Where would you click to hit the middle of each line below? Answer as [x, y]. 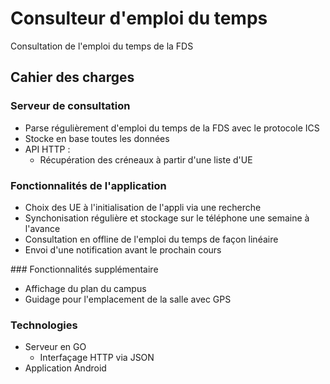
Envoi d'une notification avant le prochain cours [123, 249]
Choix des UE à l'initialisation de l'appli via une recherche [143, 207]
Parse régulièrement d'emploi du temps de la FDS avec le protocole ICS [172, 128]
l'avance [42, 228]
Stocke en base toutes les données [97, 138]
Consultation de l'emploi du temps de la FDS [102, 46]
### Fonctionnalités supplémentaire [84, 269]
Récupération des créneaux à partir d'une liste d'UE [146, 159]
